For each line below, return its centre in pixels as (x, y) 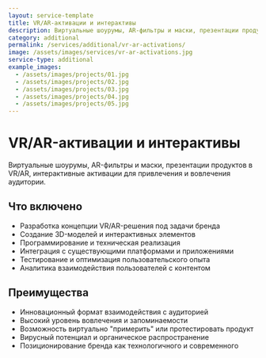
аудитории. (27, 182)
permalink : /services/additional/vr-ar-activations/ (97, 45)
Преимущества (49, 293)
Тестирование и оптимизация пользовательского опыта (115, 259)
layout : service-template (51, 15)
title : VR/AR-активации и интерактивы (72, 23)
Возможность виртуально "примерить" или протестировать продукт (137, 329)
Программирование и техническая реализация (100, 242)
